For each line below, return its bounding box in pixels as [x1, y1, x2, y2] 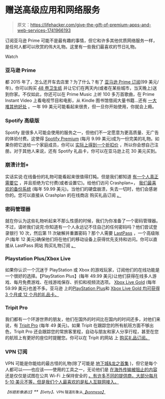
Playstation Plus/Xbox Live [5, 255, 71, 262]
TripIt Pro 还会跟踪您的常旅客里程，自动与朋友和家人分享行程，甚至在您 [13, 328, 159, 334]
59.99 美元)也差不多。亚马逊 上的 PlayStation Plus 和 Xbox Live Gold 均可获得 [5, 285, 160, 291]
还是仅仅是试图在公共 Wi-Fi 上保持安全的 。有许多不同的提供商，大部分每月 [5, 373, 158, 379]
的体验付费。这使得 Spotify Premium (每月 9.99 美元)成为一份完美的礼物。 [5, 135, 155, 141]
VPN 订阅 [5, 348, 28, 355]
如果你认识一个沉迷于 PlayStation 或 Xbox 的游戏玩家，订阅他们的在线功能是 [5, 267, 160, 273]
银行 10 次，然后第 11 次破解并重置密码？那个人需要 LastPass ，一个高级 [9, 230, 155, 236]
